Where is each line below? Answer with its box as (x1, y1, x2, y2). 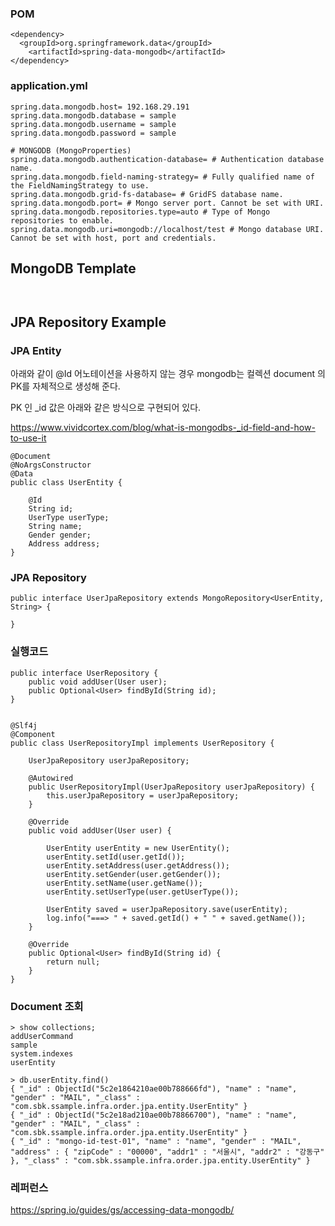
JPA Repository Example (10, 313, 167, 331)
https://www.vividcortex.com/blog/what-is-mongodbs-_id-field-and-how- (10, 422, 316, 434)
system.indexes (10, 1048, 74, 1059)
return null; (46, 957, 101, 967)
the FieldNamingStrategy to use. (10, 180, 150, 191)
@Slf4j (10, 720, 38, 731)
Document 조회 (10, 999, 84, 1013)
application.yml (10, 79, 88, 93)
